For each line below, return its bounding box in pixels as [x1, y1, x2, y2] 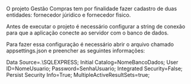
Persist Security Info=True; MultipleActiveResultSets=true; [6, 71, 150, 78]
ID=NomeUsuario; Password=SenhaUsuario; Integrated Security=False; [6, 65, 183, 72]
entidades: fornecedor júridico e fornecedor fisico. [6, 11, 131, 18]
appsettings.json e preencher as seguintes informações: [6, 47, 145, 54]
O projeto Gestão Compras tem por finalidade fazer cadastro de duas [6, 5, 177, 12]
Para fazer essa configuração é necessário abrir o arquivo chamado [6, 41, 174, 48]
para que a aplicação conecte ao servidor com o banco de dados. [6, 29, 169, 36]
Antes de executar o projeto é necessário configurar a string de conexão [6, 23, 186, 30]
